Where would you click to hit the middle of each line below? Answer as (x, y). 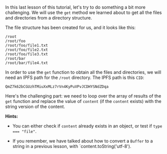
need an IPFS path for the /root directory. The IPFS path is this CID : (75, 77)
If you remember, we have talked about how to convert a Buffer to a (82, 141)
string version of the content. (35, 106)
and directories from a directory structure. (49, 18)
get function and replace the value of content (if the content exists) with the (83, 101)
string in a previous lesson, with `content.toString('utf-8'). (72, 146)
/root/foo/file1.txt (27, 45)
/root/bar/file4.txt (27, 63)
